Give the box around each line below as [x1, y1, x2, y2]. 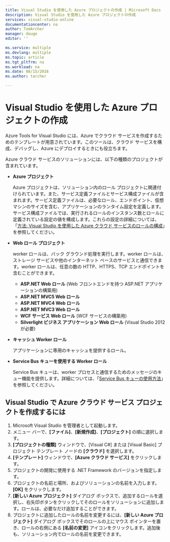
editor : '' [5, 36, 29, 41]
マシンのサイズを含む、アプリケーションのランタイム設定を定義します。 [12, 203, 164, 210]
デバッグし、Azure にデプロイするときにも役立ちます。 [14, 145, 130, 151]
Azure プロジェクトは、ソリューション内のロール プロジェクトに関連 [12, 184, 157, 190]
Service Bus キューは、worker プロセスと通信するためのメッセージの [12, 369, 158, 375]
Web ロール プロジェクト [12, 240, 65, 246]
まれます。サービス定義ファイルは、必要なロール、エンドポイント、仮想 [12, 197, 164, 203]
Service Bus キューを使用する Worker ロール [12, 358, 107, 364]
